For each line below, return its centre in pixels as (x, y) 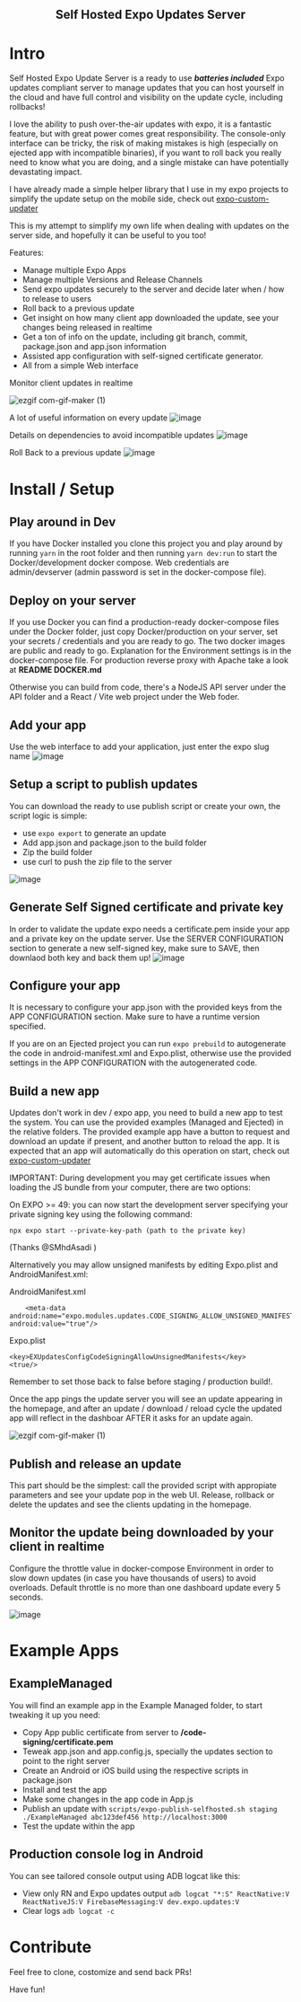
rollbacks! (27, 107)
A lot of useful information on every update (89, 418)
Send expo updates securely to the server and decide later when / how (153, 289)
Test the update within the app (78, 1826)
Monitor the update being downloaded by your (142, 1533)
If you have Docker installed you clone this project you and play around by (146, 543)
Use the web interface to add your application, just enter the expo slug (139, 746)
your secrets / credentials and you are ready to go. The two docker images (147, 641)
